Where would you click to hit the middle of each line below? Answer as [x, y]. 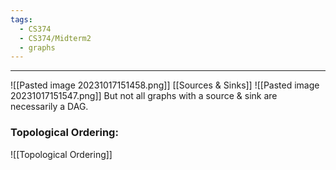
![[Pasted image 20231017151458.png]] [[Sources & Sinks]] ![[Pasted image [165, 85]
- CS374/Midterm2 [55, 38]
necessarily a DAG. [49, 107]
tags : [21, 19]
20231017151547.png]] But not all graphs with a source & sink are [144, 96]
